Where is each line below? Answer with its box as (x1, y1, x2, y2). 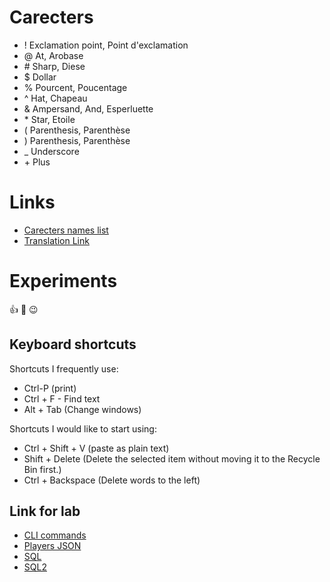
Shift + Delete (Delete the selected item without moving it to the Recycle (23, 452, 321, 465)
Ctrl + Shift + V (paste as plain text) (23, 442, 170, 454)
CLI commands (23, 529, 87, 541)
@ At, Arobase (23, 49, 84, 61)
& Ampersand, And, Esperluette (23, 102, 154, 115)
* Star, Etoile (23, 113, 76, 125)
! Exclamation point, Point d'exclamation (23, 39, 189, 51)
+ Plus (23, 156, 51, 168)
